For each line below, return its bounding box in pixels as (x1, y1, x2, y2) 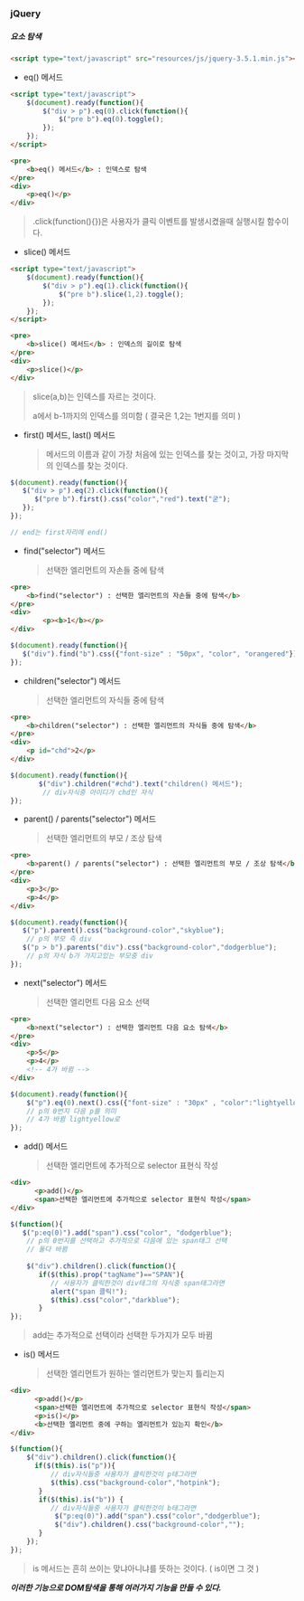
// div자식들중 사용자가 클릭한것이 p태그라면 (50, 1470, 197, 1479)
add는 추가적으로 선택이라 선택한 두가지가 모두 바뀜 (32, 1330, 213, 1340)
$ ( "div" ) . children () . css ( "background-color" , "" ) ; (54, 1520, 245, 1530)
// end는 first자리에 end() (10, 527, 108, 536)
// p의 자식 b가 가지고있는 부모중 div (26, 952, 153, 961)
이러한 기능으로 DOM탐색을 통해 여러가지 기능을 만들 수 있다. (10, 1582, 222, 1593)
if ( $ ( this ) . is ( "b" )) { (38, 1495, 124, 1504)
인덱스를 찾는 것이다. (55, 459, 129, 470)
